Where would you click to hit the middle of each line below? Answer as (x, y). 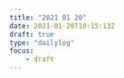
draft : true (32, 34)
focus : (22, 51)
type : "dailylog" (42, 43)
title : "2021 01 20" (48, 17)
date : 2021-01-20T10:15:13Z (62, 26)
